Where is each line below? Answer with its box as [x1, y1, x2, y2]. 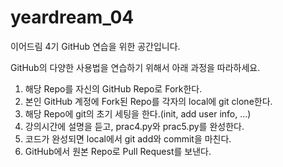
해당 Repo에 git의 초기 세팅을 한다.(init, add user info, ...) [24, 107, 252, 120]
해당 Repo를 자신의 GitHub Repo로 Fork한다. [24, 82, 203, 95]
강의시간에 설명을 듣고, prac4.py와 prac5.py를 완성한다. [24, 120, 245, 132]
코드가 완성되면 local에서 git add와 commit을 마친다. [24, 132, 232, 145]
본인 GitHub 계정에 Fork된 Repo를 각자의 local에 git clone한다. [24, 95, 273, 107]
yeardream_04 [10, 6, 135, 29]
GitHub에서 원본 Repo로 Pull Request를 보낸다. [24, 145, 212, 157]
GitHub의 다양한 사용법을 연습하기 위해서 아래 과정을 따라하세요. [10, 61, 261, 73]
